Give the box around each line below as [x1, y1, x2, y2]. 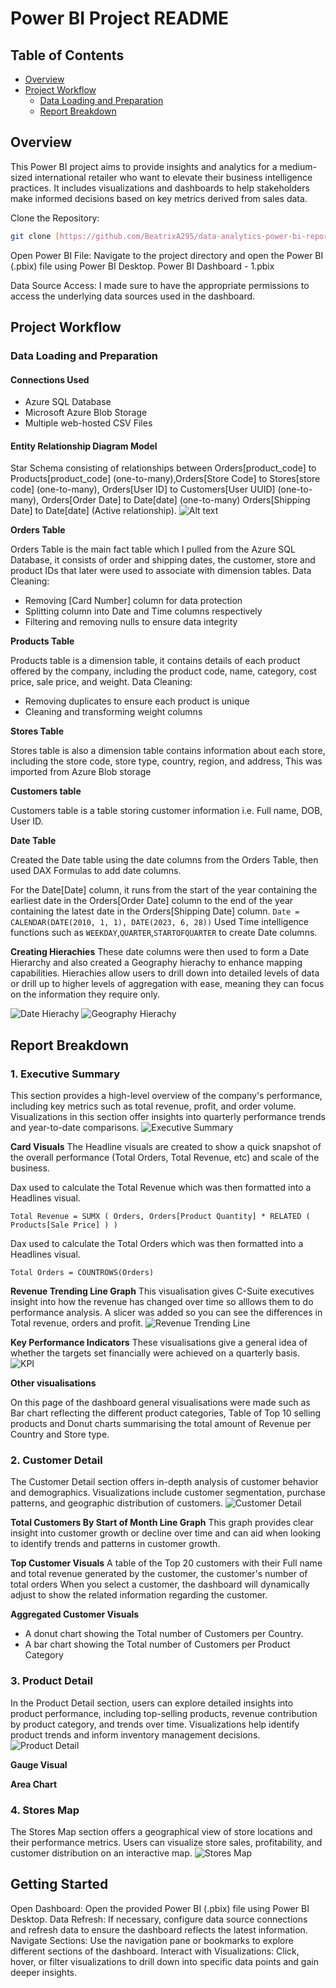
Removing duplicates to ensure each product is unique [24, 695, 250, 707]
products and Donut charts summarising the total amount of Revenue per [10, 1418, 312, 1430]
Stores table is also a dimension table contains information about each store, [10, 745, 326, 757]
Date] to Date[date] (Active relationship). [10, 505, 177, 517]
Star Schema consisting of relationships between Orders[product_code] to [10, 462, 317, 474]
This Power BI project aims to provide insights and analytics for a [10, 160, 278, 172]
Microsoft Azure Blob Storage [24, 407, 148, 419]
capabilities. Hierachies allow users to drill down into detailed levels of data [10, 967, 320, 979]
